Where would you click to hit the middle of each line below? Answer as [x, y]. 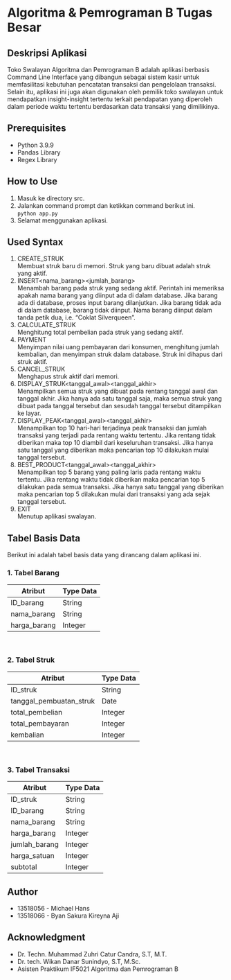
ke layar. [29, 413]
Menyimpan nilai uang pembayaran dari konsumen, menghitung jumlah [118, 347]
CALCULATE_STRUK [46, 325]
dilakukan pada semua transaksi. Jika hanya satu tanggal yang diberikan [120, 487]
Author [22, 892]
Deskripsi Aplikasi [47, 53]
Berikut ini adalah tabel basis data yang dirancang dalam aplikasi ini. [104, 555]
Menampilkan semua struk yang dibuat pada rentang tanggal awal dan [117, 391]
